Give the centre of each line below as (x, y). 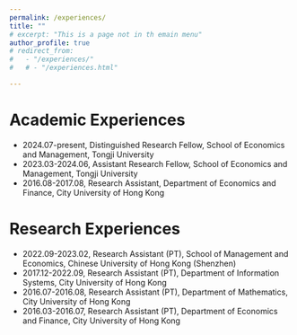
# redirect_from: (42, 51)
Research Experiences (95, 229)
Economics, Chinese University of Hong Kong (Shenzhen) (129, 263)
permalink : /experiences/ (57, 18)
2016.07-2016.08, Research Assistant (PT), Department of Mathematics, (155, 292)
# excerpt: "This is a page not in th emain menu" (106, 34)
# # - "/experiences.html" (64, 68)
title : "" (28, 26)
